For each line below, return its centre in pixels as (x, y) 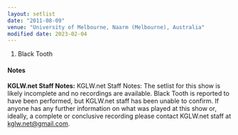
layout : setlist (31, 14)
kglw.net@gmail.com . (39, 124)
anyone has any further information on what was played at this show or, (112, 109)
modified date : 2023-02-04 (47, 34)
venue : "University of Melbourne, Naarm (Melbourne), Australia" (106, 27)
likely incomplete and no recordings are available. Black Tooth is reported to (118, 94)
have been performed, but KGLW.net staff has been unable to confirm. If (113, 101)
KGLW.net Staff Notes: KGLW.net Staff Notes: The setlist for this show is (114, 86)
